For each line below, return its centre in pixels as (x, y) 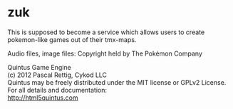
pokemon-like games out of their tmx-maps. (72, 39)
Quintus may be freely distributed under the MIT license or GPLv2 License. (117, 82)
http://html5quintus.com (43, 98)
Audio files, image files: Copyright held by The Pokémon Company (105, 53)
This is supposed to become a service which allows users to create (106, 32)
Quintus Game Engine (39, 67)
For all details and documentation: (57, 90)
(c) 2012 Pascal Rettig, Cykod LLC (57, 75)
